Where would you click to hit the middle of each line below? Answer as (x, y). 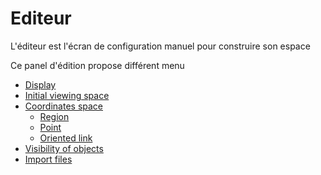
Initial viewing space (67, 95)
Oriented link (66, 138)
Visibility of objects (64, 148)
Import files (48, 159)
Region (54, 116)
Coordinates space (63, 106)
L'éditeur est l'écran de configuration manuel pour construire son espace (160, 46)
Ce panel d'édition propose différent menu (97, 65)
